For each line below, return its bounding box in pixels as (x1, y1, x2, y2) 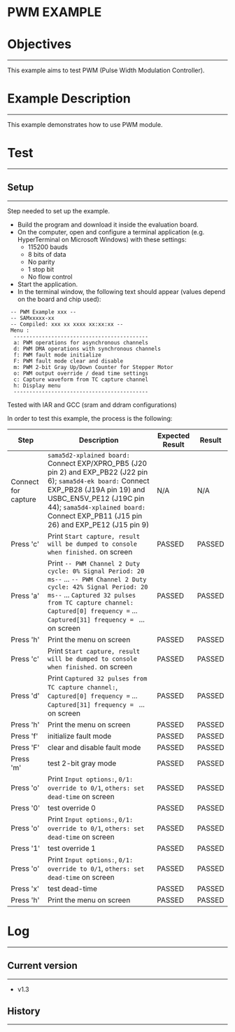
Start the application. (17, 280, 78, 288)
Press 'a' (10, 591, 40, 601)
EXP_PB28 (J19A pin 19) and (48, 485, 145, 495)
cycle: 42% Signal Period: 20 (48, 583, 148, 591)
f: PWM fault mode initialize (13, 351, 101, 358)
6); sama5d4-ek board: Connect (48, 476, 150, 485)
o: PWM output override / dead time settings (13, 370, 149, 377)
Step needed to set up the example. (7, 206, 111, 215)
